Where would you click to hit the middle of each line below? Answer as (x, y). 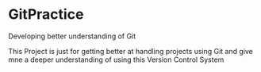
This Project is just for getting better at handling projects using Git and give (131, 51)
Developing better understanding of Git (72, 36)
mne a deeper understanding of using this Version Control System (116, 59)
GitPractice (46, 14)
